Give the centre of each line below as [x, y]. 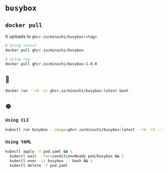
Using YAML [18, 142]
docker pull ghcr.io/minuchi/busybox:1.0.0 [51, 64]
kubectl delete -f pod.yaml [39, 166]
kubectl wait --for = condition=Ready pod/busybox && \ [67, 156]
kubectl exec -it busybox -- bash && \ [51, 161]
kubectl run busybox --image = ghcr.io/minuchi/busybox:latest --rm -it [80, 130]
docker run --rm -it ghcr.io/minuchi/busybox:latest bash [67, 91]
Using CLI [17, 120]
